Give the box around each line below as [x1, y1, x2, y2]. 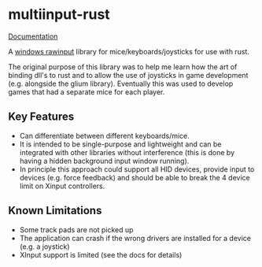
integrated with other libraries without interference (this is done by [19, 147, 234, 157]
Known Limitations [8, 204, 102, 217]
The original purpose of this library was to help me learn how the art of [8, 61, 238, 72]
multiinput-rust [8, 6, 110, 24]
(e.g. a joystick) [19, 242, 70, 251]
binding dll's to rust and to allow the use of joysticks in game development [8, 70, 249, 80]
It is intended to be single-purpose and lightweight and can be [19, 139, 222, 149]
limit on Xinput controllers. [19, 181, 105, 191]
